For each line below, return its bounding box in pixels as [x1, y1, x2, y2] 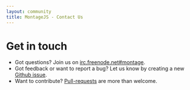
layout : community [6, 8, 51, 15]
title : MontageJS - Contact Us [6, 14, 83, 20]
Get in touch [6, 39, 67, 53]
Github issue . [14, 71, 47, 78]
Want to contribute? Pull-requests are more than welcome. [14, 78, 158, 85]
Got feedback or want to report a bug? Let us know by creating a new [14, 65, 185, 72]
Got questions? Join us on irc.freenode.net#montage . [14, 59, 146, 66]
